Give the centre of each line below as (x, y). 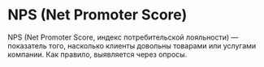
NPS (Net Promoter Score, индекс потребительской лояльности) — (123, 37)
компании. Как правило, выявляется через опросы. (97, 54)
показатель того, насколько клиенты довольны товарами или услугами (132, 45)
